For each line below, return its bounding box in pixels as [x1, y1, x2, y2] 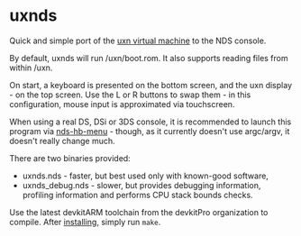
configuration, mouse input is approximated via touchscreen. [9, 98, 235, 109]
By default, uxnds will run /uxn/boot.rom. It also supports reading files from [9, 52, 288, 63]
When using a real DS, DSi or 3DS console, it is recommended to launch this [9, 116, 292, 127]
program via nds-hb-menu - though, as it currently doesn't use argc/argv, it [9, 125, 290, 136]
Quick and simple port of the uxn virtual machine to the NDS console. [9, 35, 267, 46]
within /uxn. [9, 62, 53, 73]
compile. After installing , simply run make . [9, 216, 161, 227]
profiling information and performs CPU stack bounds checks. [22, 189, 254, 200]
